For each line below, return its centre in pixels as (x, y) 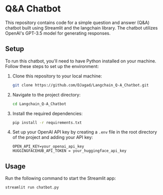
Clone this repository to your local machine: (57, 76)
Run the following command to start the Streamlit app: (61, 178)
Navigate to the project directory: (46, 94)
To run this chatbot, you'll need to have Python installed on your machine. (81, 61)
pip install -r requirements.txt (47, 122)
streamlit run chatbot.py (32, 187)
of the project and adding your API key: (53, 137)
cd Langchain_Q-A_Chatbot (39, 104)
